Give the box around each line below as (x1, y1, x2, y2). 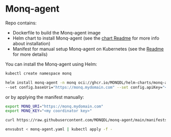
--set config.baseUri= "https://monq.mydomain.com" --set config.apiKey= (5, 85, 163, 90)
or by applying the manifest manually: (5, 94, 84, 100)
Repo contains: (5, 20, 37, 26)
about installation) (12, 40, 51, 46)
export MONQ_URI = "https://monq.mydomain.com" (5, 104, 103, 109)
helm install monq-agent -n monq (5, 80, 76, 85)
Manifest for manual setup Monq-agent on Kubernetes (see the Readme (12, 46, 164, 52)
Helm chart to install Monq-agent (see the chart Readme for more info (12, 35, 159, 41)
